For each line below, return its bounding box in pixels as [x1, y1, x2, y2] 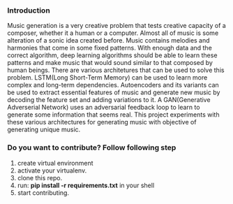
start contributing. [17, 188, 70, 197]
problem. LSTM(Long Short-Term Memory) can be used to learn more [7, 73, 208, 82]
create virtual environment [17, 159, 93, 167]
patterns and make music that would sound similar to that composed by [7, 59, 213, 67]
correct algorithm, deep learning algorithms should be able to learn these [7, 51, 218, 59]
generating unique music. [7, 125, 81, 134]
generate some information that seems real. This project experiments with [7, 110, 220, 119]
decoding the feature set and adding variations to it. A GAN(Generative [7, 96, 211, 104]
